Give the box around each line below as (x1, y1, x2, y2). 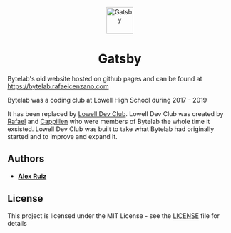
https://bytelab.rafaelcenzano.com (7, 82, 109, 90)
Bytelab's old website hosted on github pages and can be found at (7, 74, 202, 83)
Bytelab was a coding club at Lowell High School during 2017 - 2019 (7, 95, 207, 104)
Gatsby (98, 51, 142, 67)
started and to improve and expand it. (7, 132, 118, 140)
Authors (7, 153, 45, 165)
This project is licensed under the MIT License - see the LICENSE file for (7, 211, 220, 220)
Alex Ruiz (17, 172, 47, 180)
